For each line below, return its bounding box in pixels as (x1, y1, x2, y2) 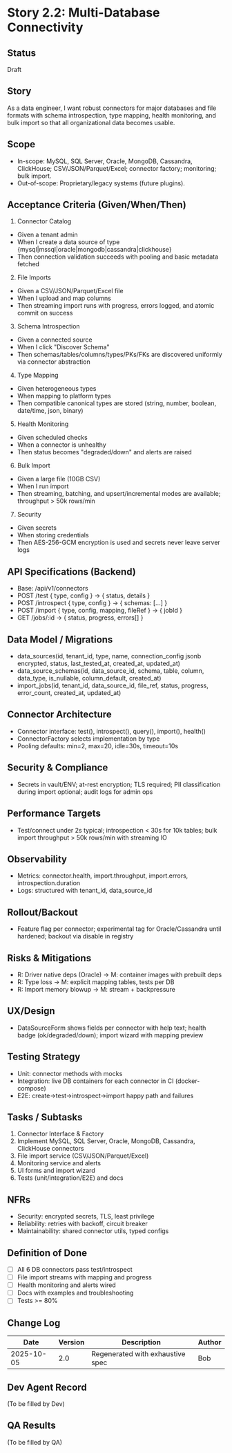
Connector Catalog (17, 217, 72, 225)
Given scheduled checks (17, 434, 88, 442)
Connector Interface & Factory (17, 1129, 104, 1138)
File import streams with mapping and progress (17, 1273, 152, 1281)
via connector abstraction (17, 358, 91, 366)
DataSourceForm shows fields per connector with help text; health (17, 1024, 206, 1032)
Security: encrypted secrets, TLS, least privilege (17, 1212, 155, 1221)
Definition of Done (7, 1247, 88, 1259)
